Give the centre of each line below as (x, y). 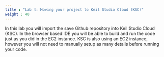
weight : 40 (17, 14)
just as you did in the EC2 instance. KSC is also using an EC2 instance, (77, 39)
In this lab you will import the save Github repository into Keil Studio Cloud (80, 28)
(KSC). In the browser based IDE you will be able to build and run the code (80, 33)
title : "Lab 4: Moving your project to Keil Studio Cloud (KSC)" (74, 10)
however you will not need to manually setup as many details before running (82, 44)
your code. (16, 49)
